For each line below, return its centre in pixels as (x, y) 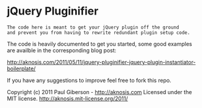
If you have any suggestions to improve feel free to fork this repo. (89, 80)
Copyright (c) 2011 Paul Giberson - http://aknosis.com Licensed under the (99, 92)
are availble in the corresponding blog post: (62, 50)
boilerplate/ (21, 69)
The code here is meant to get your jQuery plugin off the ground (93, 27)
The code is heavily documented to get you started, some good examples (99, 44)
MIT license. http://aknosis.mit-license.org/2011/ (67, 98)
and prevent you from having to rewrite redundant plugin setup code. (99, 32)
